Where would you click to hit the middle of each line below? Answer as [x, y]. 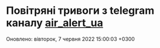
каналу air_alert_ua [55, 23]
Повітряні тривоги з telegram [80, 11]
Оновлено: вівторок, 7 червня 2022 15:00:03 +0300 [70, 39]
